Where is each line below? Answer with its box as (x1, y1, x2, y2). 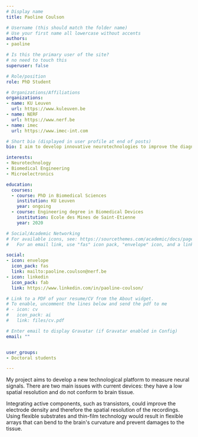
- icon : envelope (6, 257, 49, 264)
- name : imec (6, 122, 38, 128)
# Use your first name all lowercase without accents (6, 30, 141, 36)
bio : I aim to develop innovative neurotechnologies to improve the (6, 144, 178, 150)
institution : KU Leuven (16, 198, 75, 204)
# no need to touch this (6, 57, 67, 63)
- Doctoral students (6, 355, 57, 361)
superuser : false (6, 62, 49, 68)
